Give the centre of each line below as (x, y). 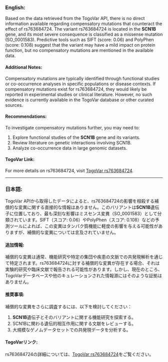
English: (15, 8)
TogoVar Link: (20, 159)
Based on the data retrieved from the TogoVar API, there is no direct (75, 19)
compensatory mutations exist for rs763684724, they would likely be (76, 89)
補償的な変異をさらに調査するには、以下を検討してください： (69, 306)
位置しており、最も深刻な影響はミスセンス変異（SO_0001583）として (85, 214)
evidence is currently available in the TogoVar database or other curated (79, 100)
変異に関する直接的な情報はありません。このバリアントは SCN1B (84, 208)
